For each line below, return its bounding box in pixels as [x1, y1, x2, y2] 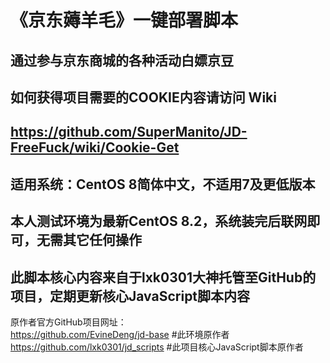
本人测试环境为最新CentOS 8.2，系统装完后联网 [10, 213, 308, 230]
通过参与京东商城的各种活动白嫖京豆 [10, 52, 234, 69]
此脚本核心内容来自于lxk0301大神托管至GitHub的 [10, 269, 317, 286]
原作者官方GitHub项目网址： [10, 316, 127, 328]
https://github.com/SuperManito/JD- [10, 124, 248, 141]
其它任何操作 [62, 232, 142, 249]
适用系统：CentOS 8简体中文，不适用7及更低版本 [10, 176, 316, 193]
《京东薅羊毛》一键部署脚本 [10, 9, 239, 32]
